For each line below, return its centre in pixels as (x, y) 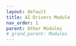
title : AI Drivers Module (38, 17)
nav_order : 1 (22, 23)
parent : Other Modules (34, 28)
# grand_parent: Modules (37, 34)
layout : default (26, 12)
